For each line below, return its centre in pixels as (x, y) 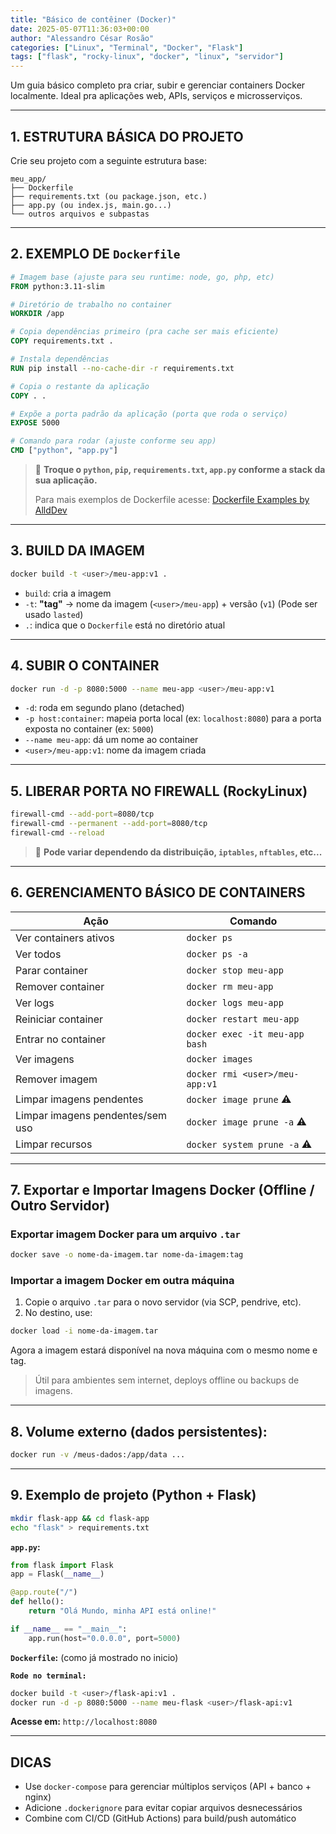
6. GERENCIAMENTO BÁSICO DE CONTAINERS (158, 892)
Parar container (51, 970)
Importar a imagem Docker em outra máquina (122, 1281)
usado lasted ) (54, 614)
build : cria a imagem (68, 593)
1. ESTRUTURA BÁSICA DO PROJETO (127, 136)
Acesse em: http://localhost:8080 (84, 1722)
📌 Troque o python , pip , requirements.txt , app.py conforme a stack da (180, 469)
